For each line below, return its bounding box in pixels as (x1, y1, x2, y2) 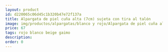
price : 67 (5, 26, 26, 31)
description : (5, 35, 32, 40)
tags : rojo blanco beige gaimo (5, 30, 70, 35)
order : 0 (5, 40, 23, 45)
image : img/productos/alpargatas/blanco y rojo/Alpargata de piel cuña (5, 21, 157, 26)
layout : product (5, 7, 39, 12)
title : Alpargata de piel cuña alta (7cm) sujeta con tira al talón (5, 16, 151, 21)
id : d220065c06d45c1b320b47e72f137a (5, 12, 81, 17)
